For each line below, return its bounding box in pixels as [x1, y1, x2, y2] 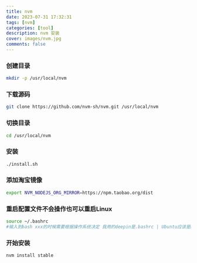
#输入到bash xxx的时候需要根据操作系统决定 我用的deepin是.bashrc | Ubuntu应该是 [6, 224, 191, 230]
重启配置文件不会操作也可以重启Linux [6, 204, 113, 213]
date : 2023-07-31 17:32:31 [6, 14, 72, 20]
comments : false [6, 42, 46, 47]
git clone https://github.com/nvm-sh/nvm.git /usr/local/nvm [6, 104, 159, 110]
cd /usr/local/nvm [6, 132, 51, 138]
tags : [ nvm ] [6, 19, 35, 25]
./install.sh [6, 161, 38, 167]
